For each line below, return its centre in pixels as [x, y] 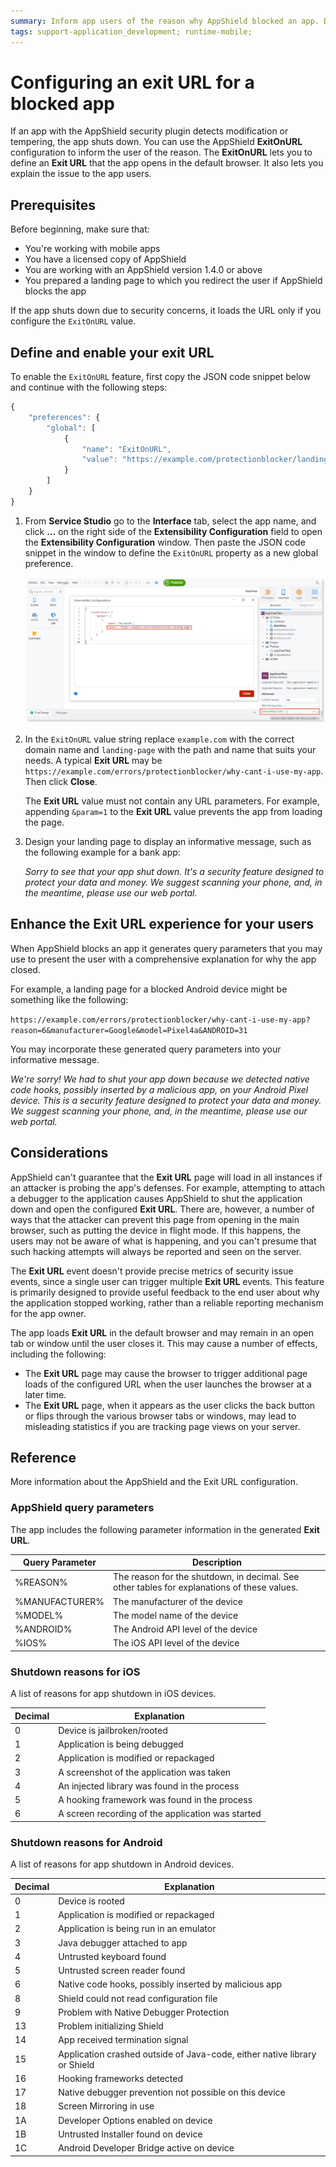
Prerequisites [53, 205]
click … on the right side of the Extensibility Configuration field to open [173, 531]
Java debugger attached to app [123, 1942]
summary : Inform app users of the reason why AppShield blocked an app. [165, 21]
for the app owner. [48, 1313]
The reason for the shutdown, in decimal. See [206, 1577]
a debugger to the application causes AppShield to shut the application [156, 1198]
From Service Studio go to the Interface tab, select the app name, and [170, 521]
